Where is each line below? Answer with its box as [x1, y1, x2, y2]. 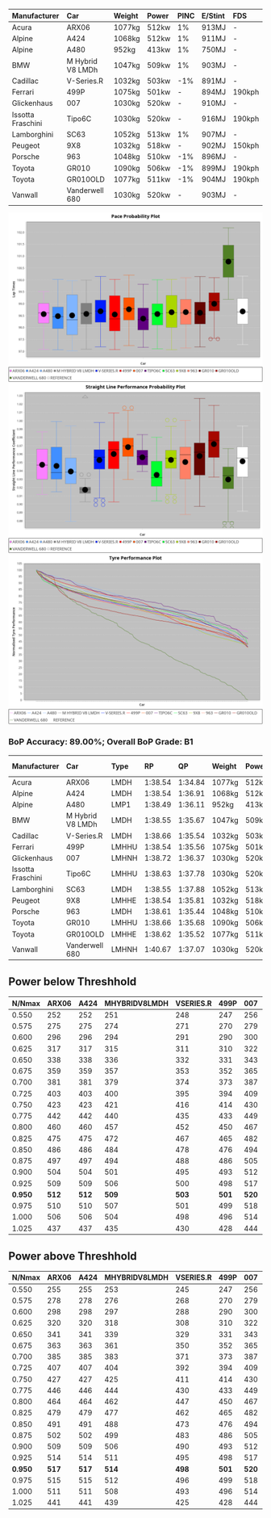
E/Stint [201, 10, 226, 20]
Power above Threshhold [8, 1249, 137, 1263]
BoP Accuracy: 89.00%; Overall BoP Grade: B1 [8, 736, 194, 748]
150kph [232, 140, 260, 150]
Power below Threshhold [8, 975, 137, 988]
